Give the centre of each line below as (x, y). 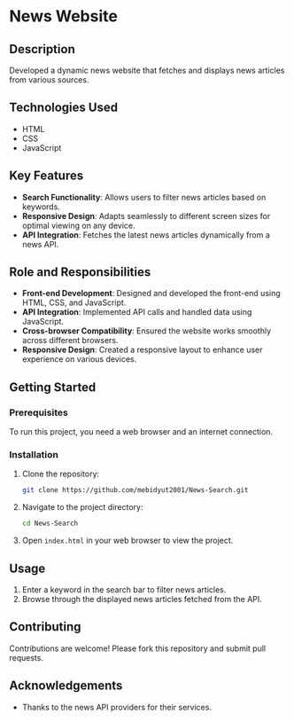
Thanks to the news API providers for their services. (117, 707)
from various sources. (49, 80)
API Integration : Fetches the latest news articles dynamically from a (146, 235)
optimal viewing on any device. (78, 225)
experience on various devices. (79, 359)
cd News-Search (50, 524)
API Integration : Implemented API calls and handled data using (137, 312)
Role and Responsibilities (80, 272)
